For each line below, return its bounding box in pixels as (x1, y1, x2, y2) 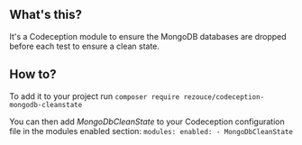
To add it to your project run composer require (9, 90, 180, 102)
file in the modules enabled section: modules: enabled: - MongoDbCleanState (9, 125, 293, 136)
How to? (9, 67, 57, 82)
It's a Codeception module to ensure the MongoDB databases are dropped (9, 31, 287, 41)
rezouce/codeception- (183, 92, 265, 102)
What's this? (9, 7, 83, 23)
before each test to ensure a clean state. (9, 41, 160, 51)
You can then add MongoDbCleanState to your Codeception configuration (9, 116, 286, 127)
